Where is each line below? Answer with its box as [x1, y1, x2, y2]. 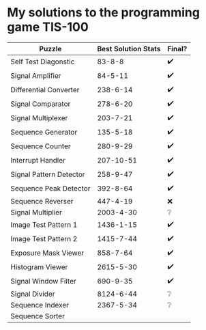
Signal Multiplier [10, 207, 63, 217]
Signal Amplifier [10, 71, 61, 81]
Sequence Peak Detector [10, 184, 91, 193]
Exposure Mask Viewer [10, 248, 85, 258]
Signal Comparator [10, 99, 71, 109]
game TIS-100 [7, 19, 89, 35]
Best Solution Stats [97, 44, 161, 53]
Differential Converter [10, 85, 80, 95]
